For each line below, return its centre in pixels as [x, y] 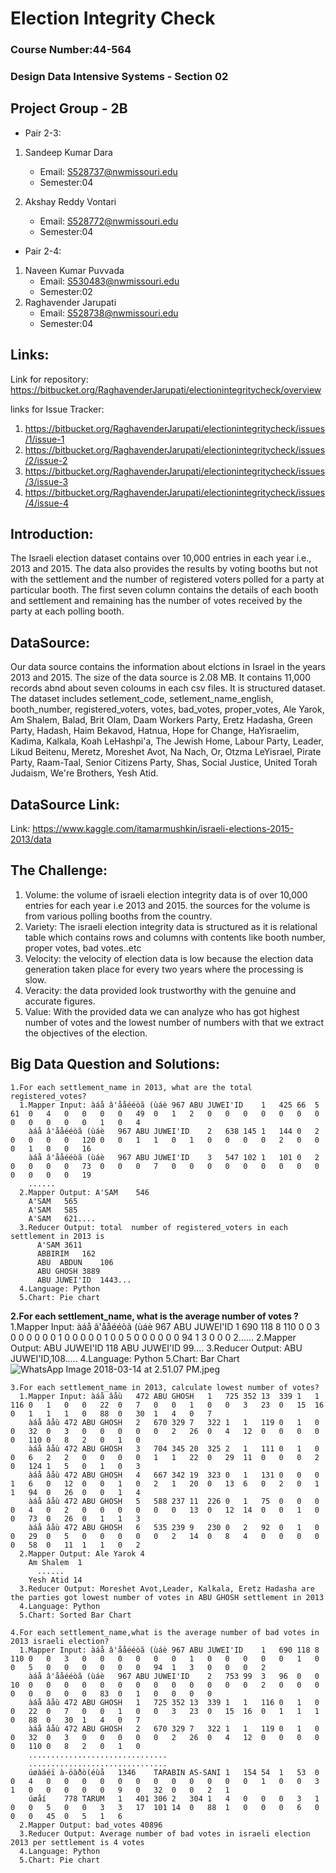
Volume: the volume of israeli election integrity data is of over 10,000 [166, 894]
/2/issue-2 [46, 460]
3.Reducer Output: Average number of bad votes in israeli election [165, 1833]
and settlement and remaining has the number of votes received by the [156, 601]
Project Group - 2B [69, 108]
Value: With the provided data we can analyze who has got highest [162, 1011]
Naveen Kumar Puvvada [74, 270]
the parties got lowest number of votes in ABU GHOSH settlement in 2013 [167, 1597]
